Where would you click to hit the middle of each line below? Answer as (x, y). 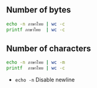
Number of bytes (39, 10)
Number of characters (49, 48)
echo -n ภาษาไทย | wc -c (36, 24)
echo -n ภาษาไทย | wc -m (36, 63)
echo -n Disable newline (45, 80)
